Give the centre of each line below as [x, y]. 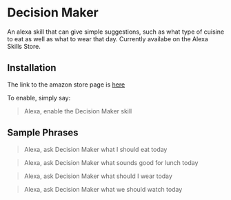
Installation [32, 68]
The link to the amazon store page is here [66, 85]
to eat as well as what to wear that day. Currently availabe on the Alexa [108, 38]
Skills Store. [24, 46]
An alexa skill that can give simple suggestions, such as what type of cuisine [116, 32]
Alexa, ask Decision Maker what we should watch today [103, 189]
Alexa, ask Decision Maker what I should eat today [96, 149]
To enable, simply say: [39, 98]
